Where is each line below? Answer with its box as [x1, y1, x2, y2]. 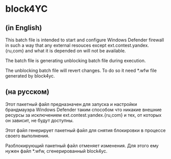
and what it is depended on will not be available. [25, 48, 126, 54]
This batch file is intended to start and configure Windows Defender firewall [5, 37, 164, 43]
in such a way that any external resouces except [5, 42, 107, 48]
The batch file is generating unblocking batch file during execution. [5, 58, 146, 64]
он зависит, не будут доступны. [5, 117, 74, 123]
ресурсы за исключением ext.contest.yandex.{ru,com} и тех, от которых [5, 112, 162, 118]
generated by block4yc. [5, 73, 55, 79]
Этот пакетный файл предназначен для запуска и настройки [5, 101, 137, 107]
